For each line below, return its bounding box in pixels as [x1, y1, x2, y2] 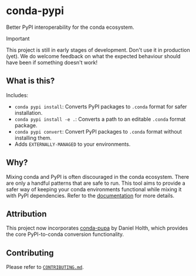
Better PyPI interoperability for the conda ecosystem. [6, 24, 134, 31]
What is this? [6, 76, 55, 86]
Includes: [6, 91, 28, 98]
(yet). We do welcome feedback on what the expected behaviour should [6, 52, 181, 59]
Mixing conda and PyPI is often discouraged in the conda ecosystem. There [6, 173, 190, 180]
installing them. [14, 134, 52, 141]
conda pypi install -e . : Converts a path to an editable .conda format [14, 115, 186, 122]
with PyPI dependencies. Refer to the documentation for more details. [6, 192, 175, 199]
